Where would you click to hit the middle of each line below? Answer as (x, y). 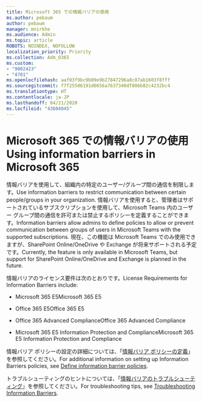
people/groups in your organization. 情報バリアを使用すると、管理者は (94, 200)
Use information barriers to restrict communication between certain (101, 192)
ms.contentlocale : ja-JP (38, 97)
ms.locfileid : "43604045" (39, 108)
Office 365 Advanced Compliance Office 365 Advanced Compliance (100, 321)
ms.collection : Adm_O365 (38, 57)
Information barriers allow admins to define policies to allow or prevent (105, 223)
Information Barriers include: (42, 285)
